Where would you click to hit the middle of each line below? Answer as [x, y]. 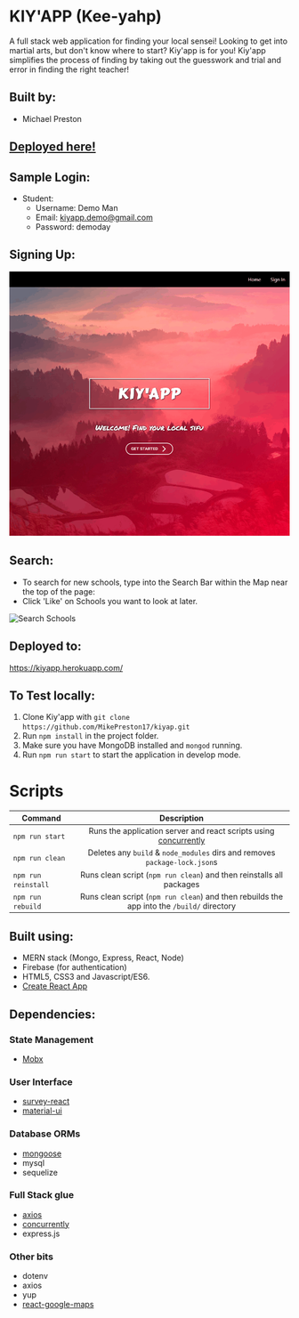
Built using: [41, 936]
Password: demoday [73, 226]
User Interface [41, 1081]
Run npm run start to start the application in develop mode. [131, 755]
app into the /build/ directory [182, 906]
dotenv [35, 1276]
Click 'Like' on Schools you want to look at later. [110, 601]
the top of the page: [58, 591]
